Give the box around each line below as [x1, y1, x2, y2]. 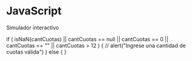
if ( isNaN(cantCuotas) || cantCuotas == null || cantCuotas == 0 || [6, 35, 169, 42]
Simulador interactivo [6, 24, 59, 31]
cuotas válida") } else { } [6, 48, 67, 55]
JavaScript [6, 4, 62, 18]
